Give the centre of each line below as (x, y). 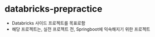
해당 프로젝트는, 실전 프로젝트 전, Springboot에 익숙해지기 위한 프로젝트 (81, 29)
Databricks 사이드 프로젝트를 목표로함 (49, 23)
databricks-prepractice (54, 9)
